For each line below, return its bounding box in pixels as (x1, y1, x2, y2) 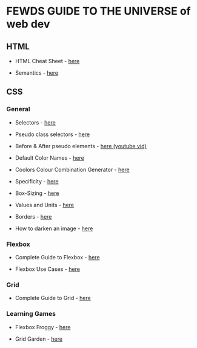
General (6, 105, 30, 114)
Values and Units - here (15, 201, 75, 208)
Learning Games (6, 310, 56, 318)
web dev (6, 17, 50, 31)
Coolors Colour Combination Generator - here (15, 166, 130, 173)
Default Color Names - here (15, 154, 85, 162)
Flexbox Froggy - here (15, 323, 71, 330)
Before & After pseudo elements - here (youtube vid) (15, 142, 147, 149)
